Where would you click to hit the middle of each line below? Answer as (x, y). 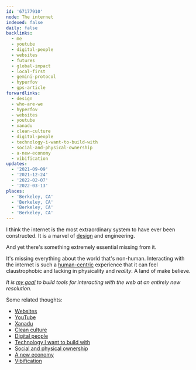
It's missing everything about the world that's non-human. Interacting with (95, 258)
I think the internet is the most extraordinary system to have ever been (91, 229)
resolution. (19, 288)
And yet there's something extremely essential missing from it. (81, 247)
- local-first (28, 71)
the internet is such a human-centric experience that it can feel (82, 265)
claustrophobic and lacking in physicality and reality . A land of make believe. (98, 271)
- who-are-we (27, 104)
